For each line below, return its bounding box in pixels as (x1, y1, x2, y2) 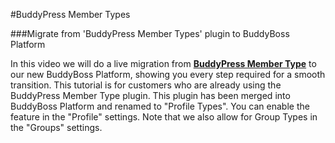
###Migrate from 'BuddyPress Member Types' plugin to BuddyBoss (10, 28, 290, 39)
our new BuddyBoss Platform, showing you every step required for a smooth (10, 69, 326, 80)
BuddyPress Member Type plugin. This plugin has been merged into (10, 90, 291, 101)
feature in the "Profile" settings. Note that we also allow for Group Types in (10, 111, 318, 123)
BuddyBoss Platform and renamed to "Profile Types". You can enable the (10, 100, 310, 112)
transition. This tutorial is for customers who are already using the (10, 79, 282, 91)
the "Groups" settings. (10, 122, 103, 133)
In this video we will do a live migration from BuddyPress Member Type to (10, 58, 317, 69)
